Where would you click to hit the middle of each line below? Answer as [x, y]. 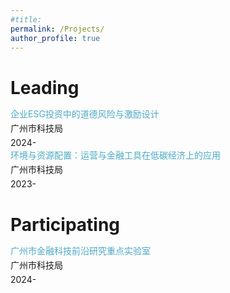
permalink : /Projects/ [57, 29]
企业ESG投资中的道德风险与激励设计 [85, 114]
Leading [45, 87]
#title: [26, 19]
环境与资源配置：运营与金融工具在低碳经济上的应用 [115, 155]
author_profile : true [55, 38]
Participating [65, 224]
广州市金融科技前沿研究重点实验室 [80, 251]
